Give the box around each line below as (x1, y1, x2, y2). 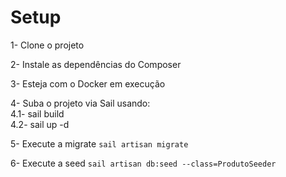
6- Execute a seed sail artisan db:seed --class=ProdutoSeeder (10, 157, 277, 169)
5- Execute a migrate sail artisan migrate (10, 137, 189, 150)
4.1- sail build (10, 107, 65, 120)
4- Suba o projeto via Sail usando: (10, 97, 151, 109)
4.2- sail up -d (10, 118, 70, 130)
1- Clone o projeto (10, 39, 85, 51)
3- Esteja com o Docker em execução (10, 77, 166, 90)
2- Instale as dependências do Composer (10, 58, 182, 70)
